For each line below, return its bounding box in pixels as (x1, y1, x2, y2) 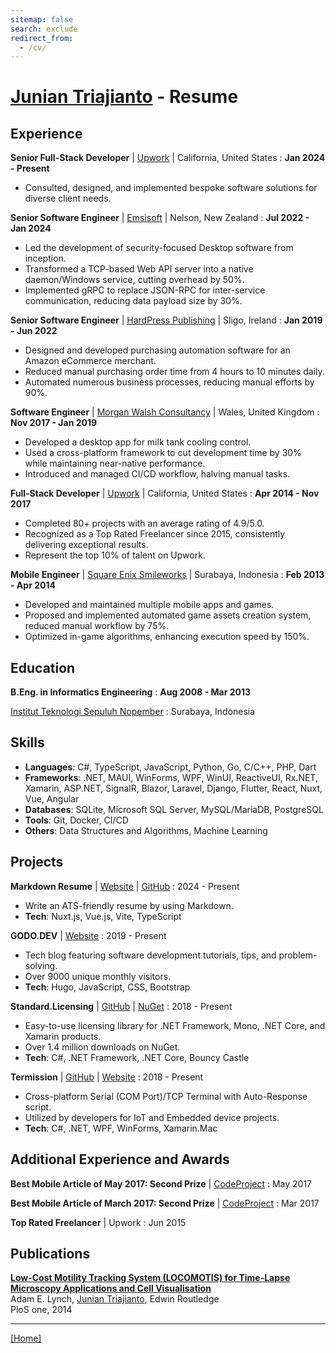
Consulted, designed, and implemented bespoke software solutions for (24, 182, 318, 194)
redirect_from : (10, 33, 74, 43)
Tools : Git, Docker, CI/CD (24, 814, 129, 826)
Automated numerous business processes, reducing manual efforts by (24, 376, 315, 388)
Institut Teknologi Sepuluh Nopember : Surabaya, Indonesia (10, 706, 256, 718)
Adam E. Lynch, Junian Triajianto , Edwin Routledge (10, 1293, 220, 1305)
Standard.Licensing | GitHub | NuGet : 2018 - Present (10, 1000, 233, 1012)
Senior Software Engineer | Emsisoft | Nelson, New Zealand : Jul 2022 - (10, 212, 310, 224)
